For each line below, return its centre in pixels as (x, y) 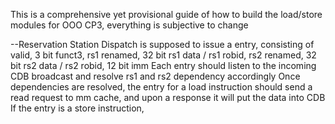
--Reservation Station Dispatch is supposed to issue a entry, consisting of (162, 44)
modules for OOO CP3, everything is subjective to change (129, 25)
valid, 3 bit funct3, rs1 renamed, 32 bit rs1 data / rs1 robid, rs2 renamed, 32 (163, 55)
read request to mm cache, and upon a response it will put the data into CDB (168, 97)
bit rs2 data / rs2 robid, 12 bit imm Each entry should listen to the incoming (163, 65)
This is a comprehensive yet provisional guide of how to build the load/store (166, 14)
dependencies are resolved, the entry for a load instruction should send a (161, 87)
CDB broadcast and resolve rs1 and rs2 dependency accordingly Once (155, 76)
